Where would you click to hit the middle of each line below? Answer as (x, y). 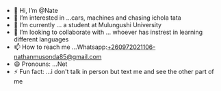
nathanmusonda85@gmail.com (57, 57)
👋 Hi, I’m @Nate (36, 11)
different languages (41, 39)
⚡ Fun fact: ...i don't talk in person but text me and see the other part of (114, 72)
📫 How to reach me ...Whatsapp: (61, 47)
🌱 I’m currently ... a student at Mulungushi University (88, 25)
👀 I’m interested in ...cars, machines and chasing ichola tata (97, 18)
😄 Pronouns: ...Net (40, 64)
